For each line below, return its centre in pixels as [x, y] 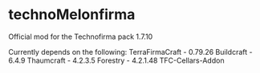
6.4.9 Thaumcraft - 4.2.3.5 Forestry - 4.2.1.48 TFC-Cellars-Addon [116, 60]
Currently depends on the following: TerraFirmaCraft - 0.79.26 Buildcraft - [130, 52]
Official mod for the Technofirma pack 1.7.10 [81, 36]
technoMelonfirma [72, 15]
